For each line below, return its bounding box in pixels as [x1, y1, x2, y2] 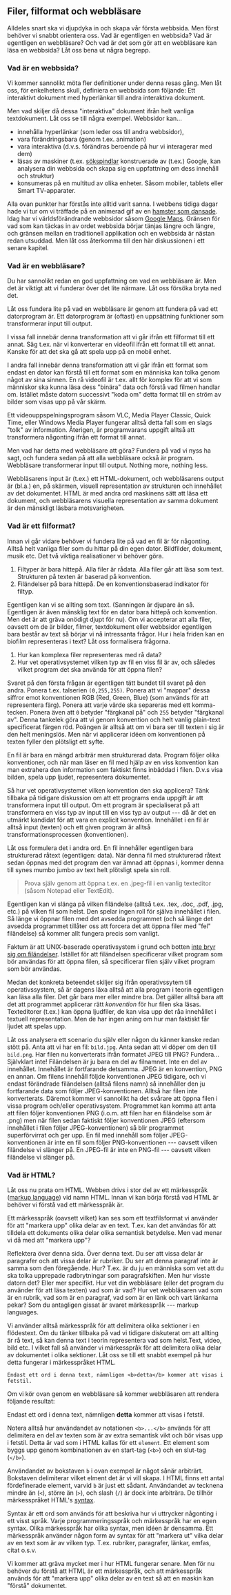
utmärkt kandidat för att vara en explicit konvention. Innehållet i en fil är [7, 815, 209, 824]
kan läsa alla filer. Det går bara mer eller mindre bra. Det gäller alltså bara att [7, 992, 223, 1001]
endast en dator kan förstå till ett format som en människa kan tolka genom [7, 368, 221, 377]
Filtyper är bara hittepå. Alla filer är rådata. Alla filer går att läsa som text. [17, 565, 224, 573]
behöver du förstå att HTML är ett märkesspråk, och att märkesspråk [7, 1567, 203, 1575]
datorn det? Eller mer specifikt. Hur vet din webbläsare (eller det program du [7, 1278, 224, 1287]
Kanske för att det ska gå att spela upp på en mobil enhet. [7, 348, 172, 356]
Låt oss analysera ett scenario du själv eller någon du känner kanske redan [7, 1035, 220, 1044]
